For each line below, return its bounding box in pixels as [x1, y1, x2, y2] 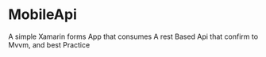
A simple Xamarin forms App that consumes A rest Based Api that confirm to [8, 32, 259, 41]
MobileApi [8, 6, 77, 24]
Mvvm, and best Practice [8, 40, 91, 49]
